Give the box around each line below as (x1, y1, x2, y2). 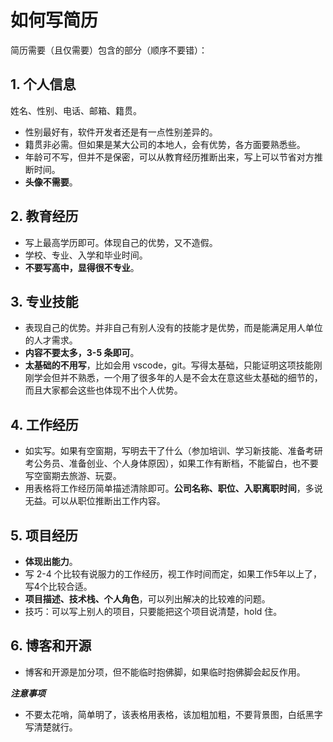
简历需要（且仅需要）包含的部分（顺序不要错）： (10, 44, 208, 56)
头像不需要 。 (24, 176, 78, 188)
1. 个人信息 (10, 76, 77, 93)
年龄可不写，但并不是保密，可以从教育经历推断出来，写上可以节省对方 (24, 151, 315, 163)
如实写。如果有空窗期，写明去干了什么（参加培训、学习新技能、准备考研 (24, 445, 323, 457)
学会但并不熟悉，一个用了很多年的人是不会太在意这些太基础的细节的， (33, 372, 323, 384)
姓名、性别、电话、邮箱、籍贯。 (10, 104, 142, 116)
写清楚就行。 (24, 721, 78, 733)
